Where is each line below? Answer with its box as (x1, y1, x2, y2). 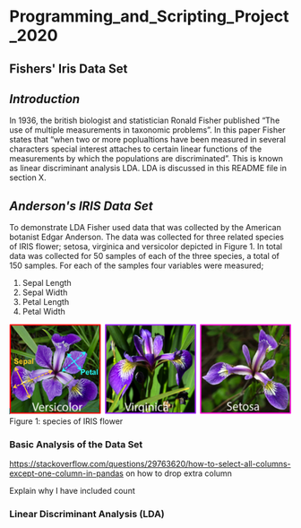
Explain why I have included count (9, 486, 136, 497)
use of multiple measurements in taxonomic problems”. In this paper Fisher (9, 125, 286, 135)
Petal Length (21, 297, 70, 307)
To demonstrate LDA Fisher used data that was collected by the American (9, 222, 282, 233)
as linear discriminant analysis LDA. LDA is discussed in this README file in (9, 163, 287, 174)
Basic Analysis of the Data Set (9, 437, 143, 450)
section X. (9, 172, 47, 183)
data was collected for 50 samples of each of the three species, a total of (9, 251, 279, 262)
